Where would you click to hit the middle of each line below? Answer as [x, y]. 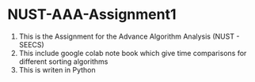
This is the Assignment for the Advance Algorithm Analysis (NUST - [129, 36]
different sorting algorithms [63, 61]
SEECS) [31, 44]
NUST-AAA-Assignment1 [92, 15]
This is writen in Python [57, 69]
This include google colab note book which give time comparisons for [133, 53]
